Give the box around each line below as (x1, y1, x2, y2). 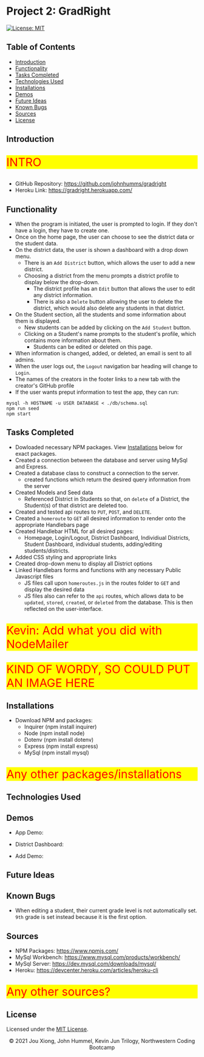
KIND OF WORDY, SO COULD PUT (6, 661, 191, 676)
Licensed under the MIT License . (6, 1025, 89, 1033)
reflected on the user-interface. (24, 605, 103, 612)
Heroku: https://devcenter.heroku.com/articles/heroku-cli (15, 966, 159, 974)
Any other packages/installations (6, 767, 182, 781)
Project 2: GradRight (6, 4, 111, 18)
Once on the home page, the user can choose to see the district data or (15, 233, 194, 240)
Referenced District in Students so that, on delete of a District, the (24, 495, 190, 503)
